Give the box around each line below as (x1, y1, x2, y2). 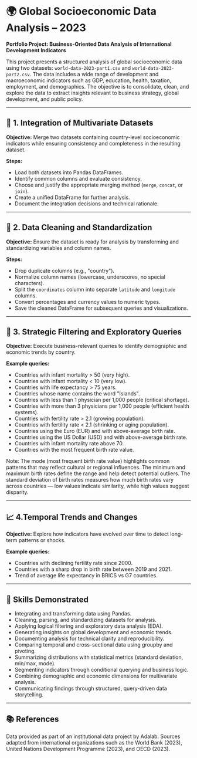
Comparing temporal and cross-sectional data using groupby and (14, 641, 173, 648)
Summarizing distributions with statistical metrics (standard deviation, (14, 654, 184, 661)
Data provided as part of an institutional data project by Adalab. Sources (6, 733, 181, 740)
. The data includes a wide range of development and (29, 70, 159, 77)
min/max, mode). (14, 660, 56, 666)
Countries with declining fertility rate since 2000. (14, 560, 133, 567)
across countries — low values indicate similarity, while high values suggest (6, 482, 189, 490)
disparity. (6, 489, 29, 496)
